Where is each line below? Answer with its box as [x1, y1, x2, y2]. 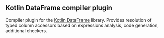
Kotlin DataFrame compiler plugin [5, 4, 112, 12]
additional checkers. [5, 27, 47, 34]
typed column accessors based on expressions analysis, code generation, [5, 22, 159, 28]
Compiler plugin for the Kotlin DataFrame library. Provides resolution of [5, 17, 152, 23]
